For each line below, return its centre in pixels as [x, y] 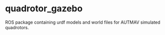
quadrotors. [17, 27]
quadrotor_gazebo [44, 9]
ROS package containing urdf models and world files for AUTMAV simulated [83, 22]
